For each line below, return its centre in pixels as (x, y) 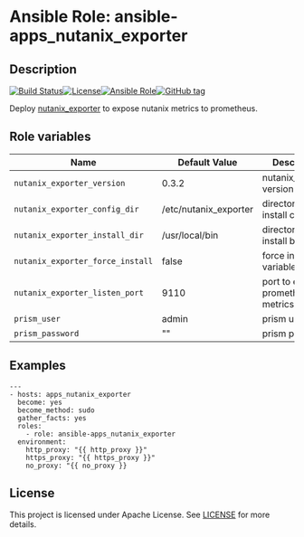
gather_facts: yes (52, 418)
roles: (30, 426)
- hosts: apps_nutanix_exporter (70, 394)
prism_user (37, 319)
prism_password (47, 333)
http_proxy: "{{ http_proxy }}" (86, 449)
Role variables (50, 137)
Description (43, 69)
